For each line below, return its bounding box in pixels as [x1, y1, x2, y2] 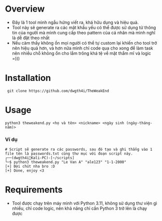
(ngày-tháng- [126, 120, 152, 126]
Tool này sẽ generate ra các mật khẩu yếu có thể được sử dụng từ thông [12, 24, 156, 30]
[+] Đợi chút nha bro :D [5, 164, 55, 169]
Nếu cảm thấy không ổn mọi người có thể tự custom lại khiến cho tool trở [12, 40, 157, 46]
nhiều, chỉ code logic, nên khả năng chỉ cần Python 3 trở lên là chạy [12, 205, 147, 211]
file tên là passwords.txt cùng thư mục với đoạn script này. [5, 151, 133, 156]
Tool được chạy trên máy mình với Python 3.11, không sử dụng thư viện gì [12, 200, 157, 206]
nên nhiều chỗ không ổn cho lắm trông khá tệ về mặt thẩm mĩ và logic [12, 50, 151, 56]
